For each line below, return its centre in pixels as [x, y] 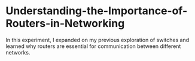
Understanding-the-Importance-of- [97, 11]
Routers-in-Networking [65, 23]
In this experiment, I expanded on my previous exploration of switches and [97, 40]
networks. [18, 52]
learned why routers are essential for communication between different [93, 46]
